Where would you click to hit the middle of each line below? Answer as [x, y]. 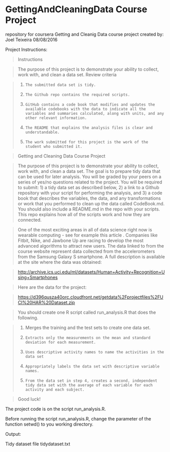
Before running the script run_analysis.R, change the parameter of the [78, 418]
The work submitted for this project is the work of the [87, 142]
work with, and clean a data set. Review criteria [67, 74]
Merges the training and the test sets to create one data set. [88, 327]
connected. [30, 220]
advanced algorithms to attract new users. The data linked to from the [91, 246]
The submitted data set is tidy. [61, 85]
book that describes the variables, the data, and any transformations [89, 198]
